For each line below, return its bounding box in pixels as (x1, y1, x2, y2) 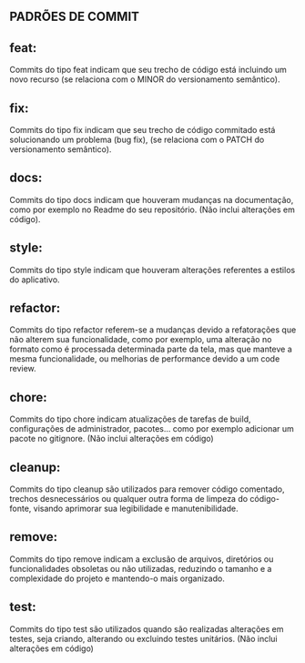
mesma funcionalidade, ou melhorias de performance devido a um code (9, 353, 280, 364)
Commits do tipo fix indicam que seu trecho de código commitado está (9, 125, 276, 136)
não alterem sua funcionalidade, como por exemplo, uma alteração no (9, 334, 272, 345)
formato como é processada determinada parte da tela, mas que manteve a (9, 343, 293, 355)
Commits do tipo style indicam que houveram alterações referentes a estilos (9, 264, 296, 275)
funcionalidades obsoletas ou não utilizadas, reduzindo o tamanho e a (9, 563, 272, 574)
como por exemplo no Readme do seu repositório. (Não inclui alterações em (9, 204, 296, 215)
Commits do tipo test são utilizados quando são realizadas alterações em (9, 623, 284, 634)
